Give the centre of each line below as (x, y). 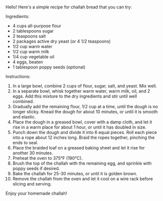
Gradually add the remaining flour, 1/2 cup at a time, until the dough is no (85, 107)
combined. (23, 101)
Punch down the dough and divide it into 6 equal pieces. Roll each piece (85, 132)
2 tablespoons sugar (33, 31)
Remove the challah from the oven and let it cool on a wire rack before (83, 179)
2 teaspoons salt (29, 36)
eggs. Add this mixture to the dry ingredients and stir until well (75, 96)
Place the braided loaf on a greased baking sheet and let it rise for (79, 148)
